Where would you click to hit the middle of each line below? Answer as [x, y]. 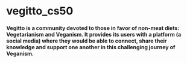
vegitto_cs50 [40, 11]
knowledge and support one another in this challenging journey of [91, 47]
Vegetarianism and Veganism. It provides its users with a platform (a [94, 34]
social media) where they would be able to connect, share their [87, 41]
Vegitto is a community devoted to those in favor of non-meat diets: [93, 28]
